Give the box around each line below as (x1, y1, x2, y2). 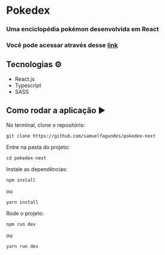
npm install (6, 177, 36, 183)
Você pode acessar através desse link (6, 41, 118, 50)
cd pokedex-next (6, 155, 46, 161)
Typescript (14, 81, 42, 89)
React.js (14, 75, 35, 83)
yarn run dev (6, 243, 39, 249)
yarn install (6, 199, 39, 205)
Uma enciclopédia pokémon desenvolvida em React (6, 25, 159, 34)
